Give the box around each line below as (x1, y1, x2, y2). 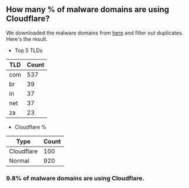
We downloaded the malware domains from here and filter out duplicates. (6, 29, 184, 36)
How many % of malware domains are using (6, 5, 170, 15)
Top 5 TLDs (14, 47, 43, 54)
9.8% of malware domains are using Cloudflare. (6, 174, 145, 182)
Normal (9, 156, 29, 165)
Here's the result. (6, 35, 48, 43)
